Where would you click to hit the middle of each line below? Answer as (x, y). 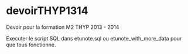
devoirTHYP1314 (47, 11)
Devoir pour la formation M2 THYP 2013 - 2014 (63, 27)
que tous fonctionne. (31, 45)
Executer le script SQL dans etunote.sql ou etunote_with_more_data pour (94, 38)
